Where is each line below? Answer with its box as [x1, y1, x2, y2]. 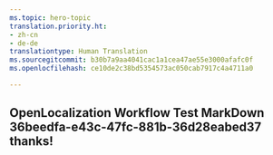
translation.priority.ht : [9, 22, 107, 31]
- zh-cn [9, 30, 39, 39]
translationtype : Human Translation [9, 47, 148, 56]
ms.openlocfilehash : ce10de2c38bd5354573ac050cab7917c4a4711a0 [9, 64, 254, 73]
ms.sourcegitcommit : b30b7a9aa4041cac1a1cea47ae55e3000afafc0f [9, 55, 254, 64]
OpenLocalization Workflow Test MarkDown [9, 105, 265, 121]
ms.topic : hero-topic [9, 13, 92, 23]
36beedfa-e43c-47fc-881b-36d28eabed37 [9, 120, 261, 135]
